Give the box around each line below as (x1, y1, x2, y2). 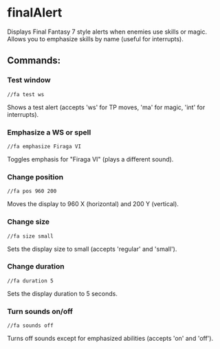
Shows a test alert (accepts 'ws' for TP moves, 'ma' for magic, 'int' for (7, 103, 206, 111)
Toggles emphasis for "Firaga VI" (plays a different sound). (7, 155, 174, 163)
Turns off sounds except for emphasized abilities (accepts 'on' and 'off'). (7, 335, 214, 343)
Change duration (7, 262, 65, 271)
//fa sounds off (7, 322, 54, 329)
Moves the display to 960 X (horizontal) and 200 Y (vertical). (7, 200, 179, 208)
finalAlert (7, 5, 63, 21)
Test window (7, 76, 51, 85)
